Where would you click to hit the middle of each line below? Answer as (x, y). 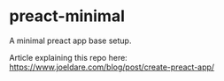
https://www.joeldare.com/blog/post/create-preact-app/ (112, 67)
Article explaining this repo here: (69, 57)
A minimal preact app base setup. (70, 40)
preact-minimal (67, 16)
